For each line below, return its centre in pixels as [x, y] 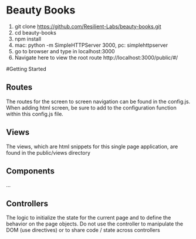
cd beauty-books [36, 32]
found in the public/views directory [48, 152]
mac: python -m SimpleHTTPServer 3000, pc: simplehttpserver [91, 45]
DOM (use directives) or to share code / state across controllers [83, 230]
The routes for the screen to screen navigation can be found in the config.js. [98, 101]
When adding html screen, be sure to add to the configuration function [92, 107]
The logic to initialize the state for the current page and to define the [89, 218]
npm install [28, 39]
